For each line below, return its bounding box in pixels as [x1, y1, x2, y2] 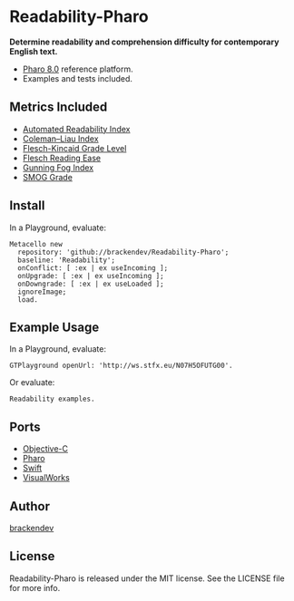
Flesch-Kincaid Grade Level [22, 142, 127, 153]
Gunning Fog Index [22, 161, 93, 173]
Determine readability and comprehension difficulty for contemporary [9, 36, 279, 47]
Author [9, 499, 50, 514]
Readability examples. [9, 394, 95, 404]
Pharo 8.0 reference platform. [22, 63, 133, 74]
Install [9, 198, 45, 214]
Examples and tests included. [22, 73, 133, 83]
